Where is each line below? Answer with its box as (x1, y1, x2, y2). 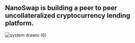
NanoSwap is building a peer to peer (5, 4, 117, 12)
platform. (5, 19, 34, 27)
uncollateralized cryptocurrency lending (5, 12, 131, 20)
